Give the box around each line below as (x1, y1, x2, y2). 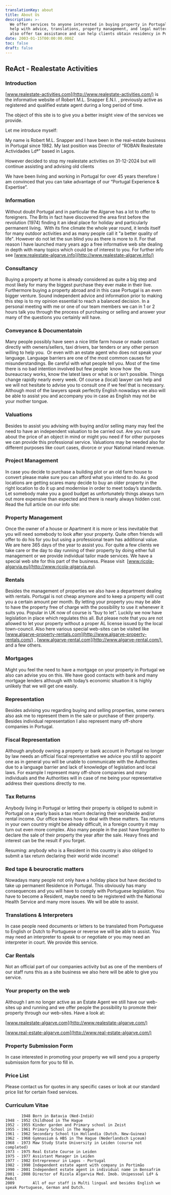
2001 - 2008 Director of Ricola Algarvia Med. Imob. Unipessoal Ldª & (5, 1172, 158, 1177)
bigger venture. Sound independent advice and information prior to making (5, 292, 163, 299)
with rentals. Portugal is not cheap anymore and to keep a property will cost (5, 593, 164, 600)
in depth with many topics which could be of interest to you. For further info (5, 246, 164, 253)
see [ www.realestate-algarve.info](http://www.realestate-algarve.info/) (5, 252, 154, 258)
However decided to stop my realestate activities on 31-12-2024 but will (5, 158, 156, 164)
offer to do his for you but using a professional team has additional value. (5, 537, 159, 543)
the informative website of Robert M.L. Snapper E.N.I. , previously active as (5, 97, 163, 103)
